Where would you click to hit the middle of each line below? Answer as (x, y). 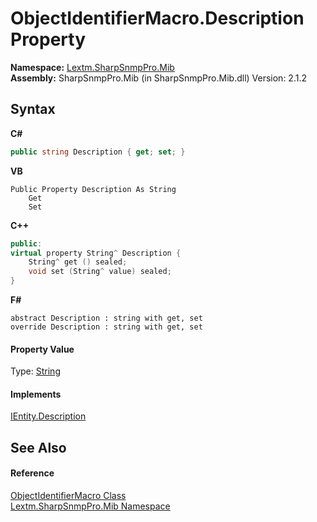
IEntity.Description (48, 416)
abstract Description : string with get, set (106, 318)
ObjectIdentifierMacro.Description (157, 18)
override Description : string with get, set (106, 327)
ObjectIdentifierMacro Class (68, 495)
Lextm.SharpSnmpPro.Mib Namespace (90, 506)
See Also (38, 447)
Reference (32, 473)
